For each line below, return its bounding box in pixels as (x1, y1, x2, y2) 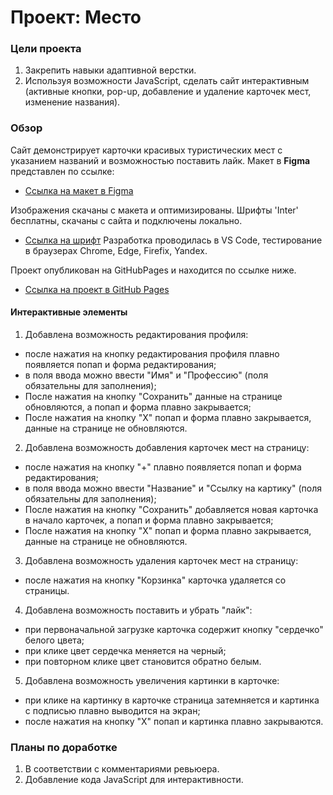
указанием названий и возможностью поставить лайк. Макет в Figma (10, 154, 311, 166)
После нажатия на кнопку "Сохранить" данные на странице (24, 390, 283, 402)
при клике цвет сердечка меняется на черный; (24, 644, 227, 656)
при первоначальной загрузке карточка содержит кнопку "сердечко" (24, 623, 324, 635)
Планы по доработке (10, 740, 118, 754)
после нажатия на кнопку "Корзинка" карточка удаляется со (24, 574, 287, 586)
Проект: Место (10, 6, 142, 29)
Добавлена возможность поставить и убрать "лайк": (24, 604, 253, 616)
